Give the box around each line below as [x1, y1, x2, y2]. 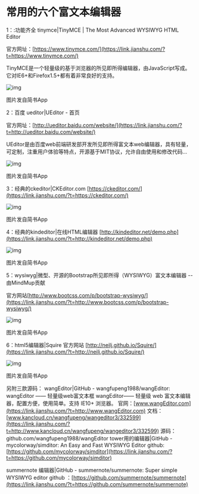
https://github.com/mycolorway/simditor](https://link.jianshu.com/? [8, 447, 173, 455]
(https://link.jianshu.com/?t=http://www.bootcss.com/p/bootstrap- [6, 298, 169, 305]
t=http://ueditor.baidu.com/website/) [6, 128, 96, 135]
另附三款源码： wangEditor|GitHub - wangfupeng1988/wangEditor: [6, 385, 171, 392]
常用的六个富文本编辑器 [6, 5, 122, 19]
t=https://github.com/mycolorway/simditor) [6, 454, 112, 461]
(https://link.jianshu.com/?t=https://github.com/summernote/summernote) [6, 480, 189, 487]
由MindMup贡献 [6, 279, 46, 286]
